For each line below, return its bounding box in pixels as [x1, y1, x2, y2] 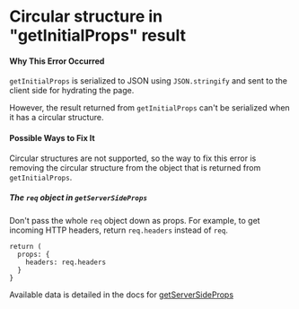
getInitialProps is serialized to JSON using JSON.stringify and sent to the [9, 75, 287, 86]
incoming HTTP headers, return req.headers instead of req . [9, 225, 229, 235]
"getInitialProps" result [9, 25, 187, 46]
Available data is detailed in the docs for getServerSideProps [9, 289, 234, 300]
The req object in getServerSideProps [9, 192, 148, 203]
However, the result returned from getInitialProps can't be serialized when [9, 102, 290, 113]
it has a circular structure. [9, 112, 104, 123]
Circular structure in [9, 6, 163, 27]
